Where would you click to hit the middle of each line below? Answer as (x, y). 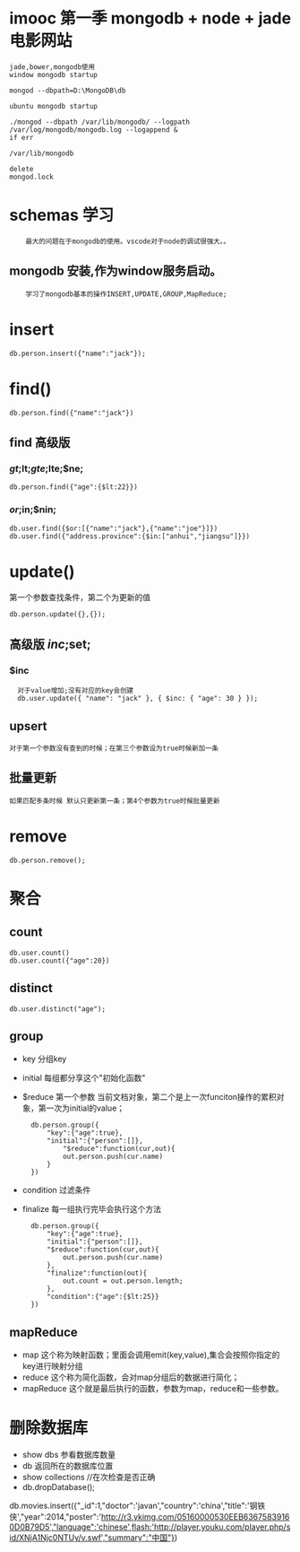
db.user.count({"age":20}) (60, 961)
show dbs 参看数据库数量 (69, 1455)
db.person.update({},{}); (57, 615)
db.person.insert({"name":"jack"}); (77, 353)
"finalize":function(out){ (97, 1273)
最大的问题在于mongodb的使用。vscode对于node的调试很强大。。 (128, 241)
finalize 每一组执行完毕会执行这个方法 (91, 1209)
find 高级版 (40, 442)
